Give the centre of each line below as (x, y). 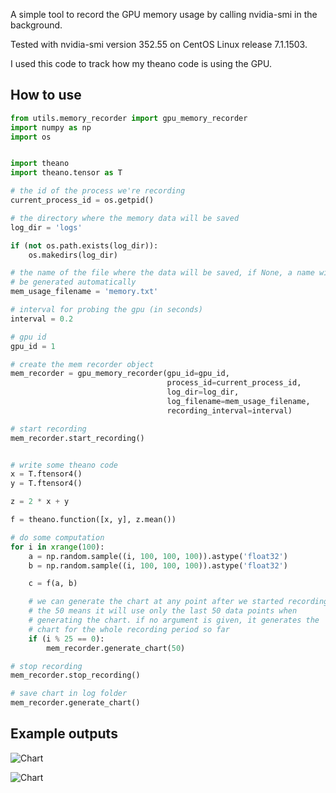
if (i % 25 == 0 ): (66, 639)
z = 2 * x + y (40, 502)
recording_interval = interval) (229, 410)
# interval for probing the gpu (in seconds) (106, 310)
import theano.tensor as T (66, 173)
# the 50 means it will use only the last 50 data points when (163, 611)
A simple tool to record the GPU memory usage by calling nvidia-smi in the (164, 14)
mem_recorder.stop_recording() (75, 675)
